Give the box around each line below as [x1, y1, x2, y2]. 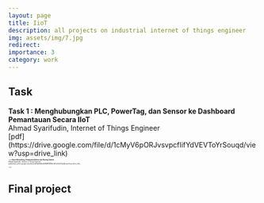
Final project [8, 182, 71, 196]
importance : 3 [8, 48, 55, 56]
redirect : [8, 41, 41, 49]
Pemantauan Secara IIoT [8, 114, 90, 124]
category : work [8, 56, 59, 64]
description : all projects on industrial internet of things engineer [8, 26, 247, 34]
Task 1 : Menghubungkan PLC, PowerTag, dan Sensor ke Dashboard [8, 106, 235, 116]
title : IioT [8, 19, 48, 27]
